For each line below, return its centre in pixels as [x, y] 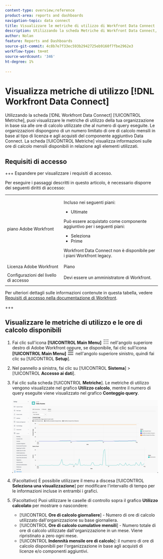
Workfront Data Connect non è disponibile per [109, 250]
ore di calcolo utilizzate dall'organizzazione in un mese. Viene [81, 530]
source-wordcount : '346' [30, 56]
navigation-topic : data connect [38, 20]
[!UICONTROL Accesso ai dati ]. [44, 373]
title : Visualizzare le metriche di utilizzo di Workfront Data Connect [80, 26]
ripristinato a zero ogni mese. [49, 536]
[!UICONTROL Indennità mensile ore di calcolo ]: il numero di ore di [87, 541]
